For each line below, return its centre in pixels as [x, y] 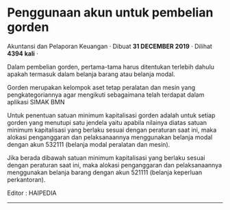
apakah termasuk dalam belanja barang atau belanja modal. [91, 74]
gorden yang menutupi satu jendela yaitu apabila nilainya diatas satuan [107, 122]
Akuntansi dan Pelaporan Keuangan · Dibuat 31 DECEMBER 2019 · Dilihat [110, 46]
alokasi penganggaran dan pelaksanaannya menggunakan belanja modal [110, 137]
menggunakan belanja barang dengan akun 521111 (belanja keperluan [105, 172]
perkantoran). [26, 179]
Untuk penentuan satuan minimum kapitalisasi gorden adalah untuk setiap [111, 115]
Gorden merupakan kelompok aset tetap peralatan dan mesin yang [101, 87]
